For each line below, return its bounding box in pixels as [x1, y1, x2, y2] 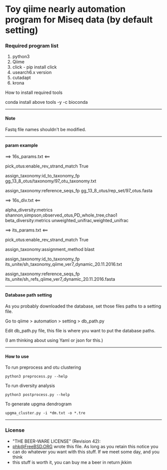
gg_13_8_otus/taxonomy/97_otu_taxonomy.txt [5, 178, 96, 184]
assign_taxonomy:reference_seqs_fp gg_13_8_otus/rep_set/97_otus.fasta [5, 187, 153, 193]
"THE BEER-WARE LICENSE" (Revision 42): [12, 438, 101, 444]
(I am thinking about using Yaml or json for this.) [5, 337, 103, 343]
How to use [5, 353, 29, 359]
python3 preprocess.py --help [5, 374, 68, 379]
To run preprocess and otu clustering [5, 364, 81, 371]
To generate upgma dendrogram [5, 401, 72, 407]
